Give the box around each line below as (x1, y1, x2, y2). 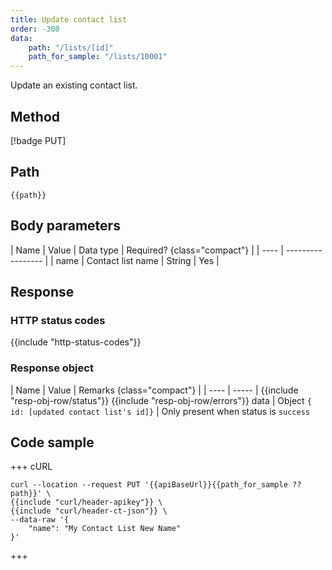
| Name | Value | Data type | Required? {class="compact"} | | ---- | (10, 244, 284, 256)
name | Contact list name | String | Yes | (55, 254, 220, 266)
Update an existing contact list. (10, 79, 138, 91)
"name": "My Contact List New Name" (28, 524, 182, 534)
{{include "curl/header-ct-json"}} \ (10, 506, 168, 516)
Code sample (10, 434, 95, 451)
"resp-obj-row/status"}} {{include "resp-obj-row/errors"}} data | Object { (10, 394, 312, 406)
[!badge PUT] (10, 134, 67, 146)
